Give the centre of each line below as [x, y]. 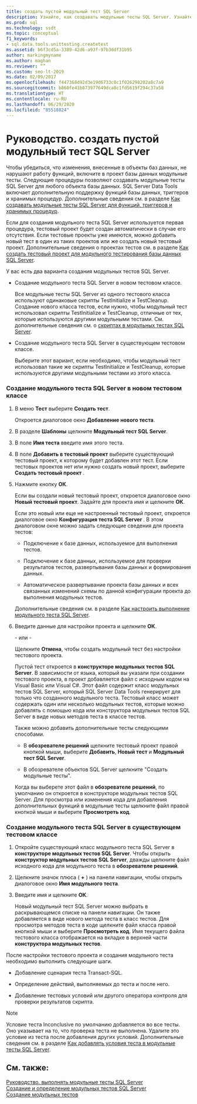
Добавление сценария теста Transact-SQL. [69, 972]
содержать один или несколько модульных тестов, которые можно [99, 704]
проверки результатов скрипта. [54, 1001]
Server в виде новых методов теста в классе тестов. [80, 716]
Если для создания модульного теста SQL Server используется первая [95, 223]
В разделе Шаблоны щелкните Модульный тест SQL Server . [91, 431]
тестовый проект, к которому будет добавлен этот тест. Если [91, 460]
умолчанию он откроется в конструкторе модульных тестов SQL [96, 793]
